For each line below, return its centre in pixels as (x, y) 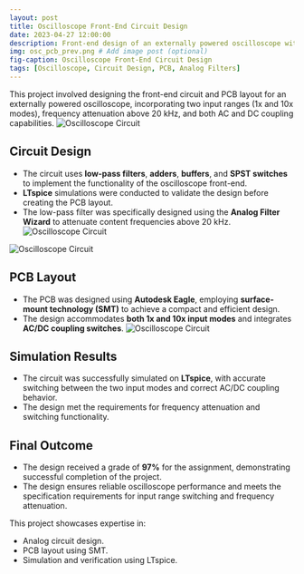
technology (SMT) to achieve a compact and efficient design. (165, 308)
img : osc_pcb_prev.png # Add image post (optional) (109, 52)
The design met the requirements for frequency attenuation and (141, 407)
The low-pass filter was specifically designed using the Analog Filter (151, 212)
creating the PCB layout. (67, 202)
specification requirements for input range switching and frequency (148, 496)
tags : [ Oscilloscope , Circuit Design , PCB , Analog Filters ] (125, 69)
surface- (257, 299)
